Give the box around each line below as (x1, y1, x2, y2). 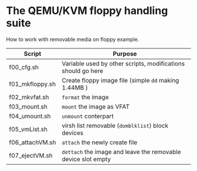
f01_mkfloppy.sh (9, 80, 56, 88)
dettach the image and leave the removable (61, 148, 181, 156)
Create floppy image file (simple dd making (61, 76, 179, 84)
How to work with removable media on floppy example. (6, 36, 140, 43)
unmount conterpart (61, 112, 114, 120)
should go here (61, 67, 104, 75)
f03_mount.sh (9, 102, 48, 110)
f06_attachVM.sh (9, 138, 56, 146)
